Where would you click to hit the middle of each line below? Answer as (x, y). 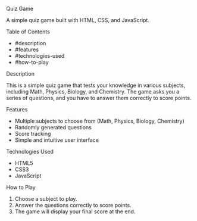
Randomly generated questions (53, 127)
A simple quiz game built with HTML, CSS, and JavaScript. (78, 20)
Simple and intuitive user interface (57, 140)
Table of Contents (28, 32)
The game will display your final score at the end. (75, 211)
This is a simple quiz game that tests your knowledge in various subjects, (96, 85)
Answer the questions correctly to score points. (73, 205)
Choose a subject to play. (46, 199)
